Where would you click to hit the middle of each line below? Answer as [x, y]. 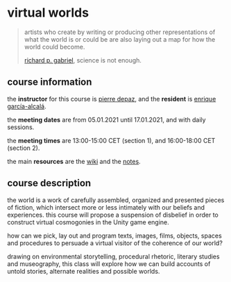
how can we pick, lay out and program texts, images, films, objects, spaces [114, 235]
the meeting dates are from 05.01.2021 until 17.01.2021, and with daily [106, 119]
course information [50, 82]
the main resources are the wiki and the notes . [74, 161]
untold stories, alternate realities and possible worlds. [84, 271]
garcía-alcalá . [27, 106]
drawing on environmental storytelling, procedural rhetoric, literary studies [113, 256]
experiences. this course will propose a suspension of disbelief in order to [113, 215]
